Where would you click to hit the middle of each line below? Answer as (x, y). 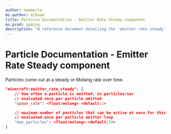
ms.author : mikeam (25, 15)
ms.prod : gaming (23, 24)
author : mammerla (24, 10)
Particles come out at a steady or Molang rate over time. (65, 80)
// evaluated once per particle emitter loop (64, 118)
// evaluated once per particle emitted (58, 99)
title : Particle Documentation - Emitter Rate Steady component (75, 20)
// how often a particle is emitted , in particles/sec (74, 94)
